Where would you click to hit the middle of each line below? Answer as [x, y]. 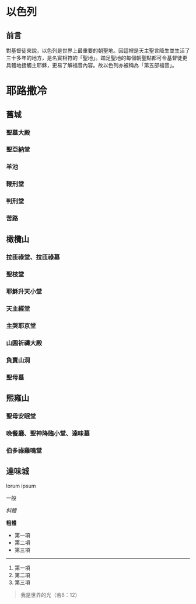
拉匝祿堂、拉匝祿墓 [33, 257]
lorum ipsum [21, 486]
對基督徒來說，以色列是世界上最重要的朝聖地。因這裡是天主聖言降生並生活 [95, 51]
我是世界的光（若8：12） [50, 595]
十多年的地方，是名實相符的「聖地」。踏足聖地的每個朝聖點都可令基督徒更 [99, 58]
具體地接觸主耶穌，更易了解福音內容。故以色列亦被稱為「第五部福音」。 [92, 65]
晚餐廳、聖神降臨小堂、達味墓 [48, 434]
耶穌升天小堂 [24, 291]
